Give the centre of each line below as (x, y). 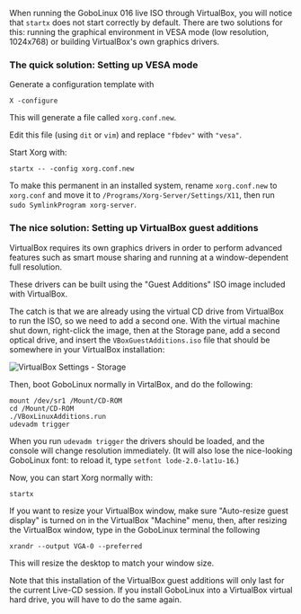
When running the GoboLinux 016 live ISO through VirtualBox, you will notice (151, 13)
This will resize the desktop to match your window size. (112, 563)
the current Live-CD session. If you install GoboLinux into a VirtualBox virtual (151, 590)
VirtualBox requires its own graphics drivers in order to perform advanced (146, 247)
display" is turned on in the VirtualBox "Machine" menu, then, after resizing (148, 520)
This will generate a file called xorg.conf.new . (93, 118)
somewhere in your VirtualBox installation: (87, 349)
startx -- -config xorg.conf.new (72, 169)
